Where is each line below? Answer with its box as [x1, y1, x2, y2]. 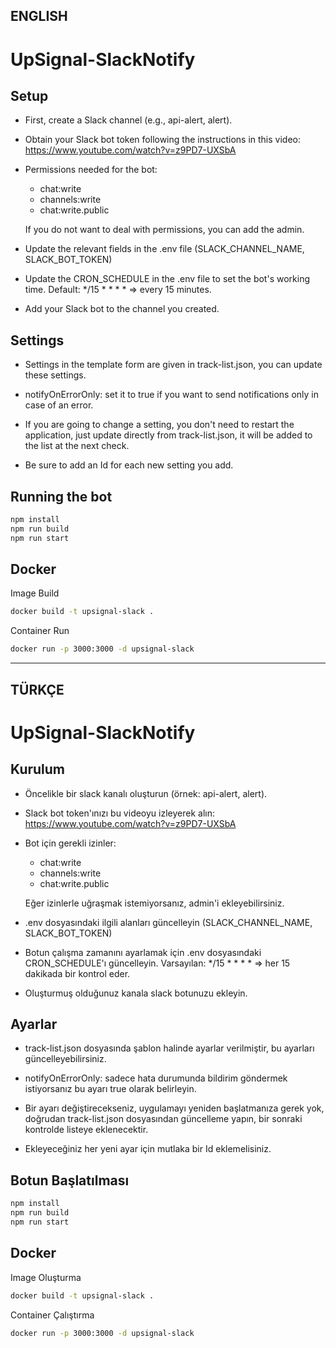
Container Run [10, 625, 70, 637]
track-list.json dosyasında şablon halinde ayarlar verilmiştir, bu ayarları [24, 1042, 315, 1054]
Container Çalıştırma [10, 1309, 95, 1321]
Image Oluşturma [10, 1271, 82, 1283]
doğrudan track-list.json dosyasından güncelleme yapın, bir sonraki [24, 1113, 303, 1125]
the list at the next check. [24, 440, 130, 452]
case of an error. [24, 399, 94, 411]
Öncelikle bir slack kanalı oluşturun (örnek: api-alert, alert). [24, 787, 268, 799]
